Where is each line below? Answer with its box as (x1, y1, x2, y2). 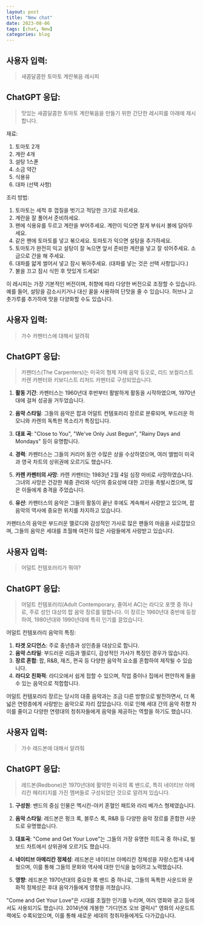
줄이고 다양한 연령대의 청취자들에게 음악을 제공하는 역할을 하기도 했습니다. (17, 708, 193, 715)
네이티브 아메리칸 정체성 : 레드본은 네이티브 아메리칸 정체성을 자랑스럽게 (15, 855, 184, 862)
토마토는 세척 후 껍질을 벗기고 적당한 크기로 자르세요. (15, 206, 140, 214)
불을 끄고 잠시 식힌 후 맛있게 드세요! (15, 267, 99, 274)
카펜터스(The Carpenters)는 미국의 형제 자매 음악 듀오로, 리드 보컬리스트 (21, 368, 194, 376)
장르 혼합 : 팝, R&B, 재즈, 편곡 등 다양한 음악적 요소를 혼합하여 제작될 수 (15, 657, 182, 664)
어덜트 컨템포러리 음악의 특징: (6, 629, 76, 636)
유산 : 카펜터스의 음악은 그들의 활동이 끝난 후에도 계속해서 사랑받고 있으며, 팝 (15, 499, 195, 507)
